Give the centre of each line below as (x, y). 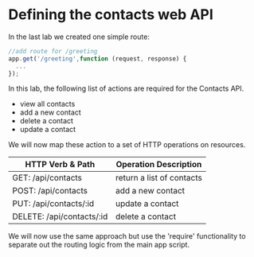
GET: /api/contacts (47, 178)
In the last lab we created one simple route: (79, 37)
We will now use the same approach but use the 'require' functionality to (127, 236)
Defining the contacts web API (111, 15)
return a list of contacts (159, 178)
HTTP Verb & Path (60, 165)
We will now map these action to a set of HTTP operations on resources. (127, 145)
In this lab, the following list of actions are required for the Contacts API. (126, 88)
